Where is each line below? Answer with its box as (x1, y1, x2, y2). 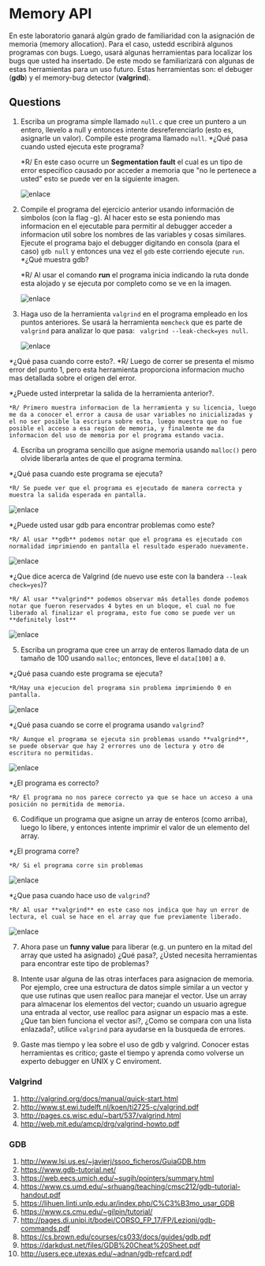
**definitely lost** (9, 616, 77, 624)
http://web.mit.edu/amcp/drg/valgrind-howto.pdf (20, 1119, 180, 1129)
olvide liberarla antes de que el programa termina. (20, 453, 183, 463)
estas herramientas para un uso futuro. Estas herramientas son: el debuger (9, 64, 253, 73)
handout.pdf (20, 1190, 62, 1200)
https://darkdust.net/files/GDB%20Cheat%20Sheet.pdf (20, 1241, 200, 1250)
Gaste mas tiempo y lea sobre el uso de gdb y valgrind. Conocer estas (20, 1039, 249, 1049)
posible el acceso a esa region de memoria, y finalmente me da (9, 424, 225, 433)
